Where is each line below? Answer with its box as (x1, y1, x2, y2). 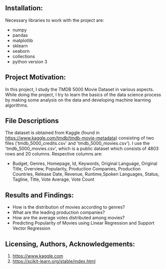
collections (12, 53, 35, 59)
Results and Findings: (5, 191, 74, 199)
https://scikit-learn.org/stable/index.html (12, 259, 96, 265)
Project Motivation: (5, 73, 66, 82)
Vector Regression (12, 225, 51, 231)
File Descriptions (5, 117, 59, 125)
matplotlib (12, 37, 33, 43)
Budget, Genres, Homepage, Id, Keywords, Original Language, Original (12, 160, 158, 166)
